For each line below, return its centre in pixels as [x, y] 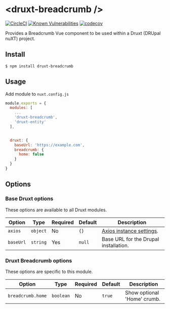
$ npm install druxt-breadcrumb [39, 66]
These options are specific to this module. [49, 272]
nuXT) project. [20, 38]
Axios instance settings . [130, 230]
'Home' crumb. [143, 299]
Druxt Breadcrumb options [39, 260]
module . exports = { [26, 103]
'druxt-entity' [30, 122]
